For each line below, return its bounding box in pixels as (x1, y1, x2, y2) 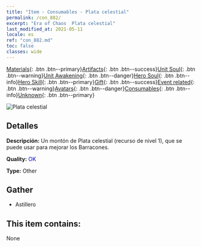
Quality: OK (6, 155, 37, 162)
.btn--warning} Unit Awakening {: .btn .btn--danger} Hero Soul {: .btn (6, 71, 174, 79)
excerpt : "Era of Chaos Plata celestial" (6, 20, 116, 26)
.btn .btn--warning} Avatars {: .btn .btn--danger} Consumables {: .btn (6, 85, 175, 92)
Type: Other (6, 167, 37, 174)
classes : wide (6, 49, 43, 55)
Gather (6, 184, 33, 195)
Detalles (6, 121, 38, 131)
